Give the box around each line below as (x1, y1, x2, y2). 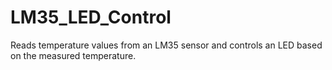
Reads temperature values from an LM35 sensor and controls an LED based (10, 39, 323, 51)
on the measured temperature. (10, 49, 137, 61)
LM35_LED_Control (10, 6, 172, 29)
